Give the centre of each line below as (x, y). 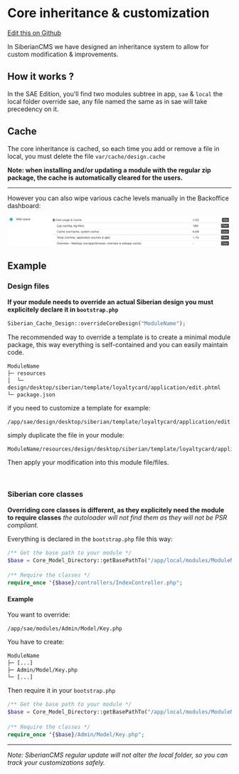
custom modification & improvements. (63, 54)
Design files (28, 287)
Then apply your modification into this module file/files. (88, 462)
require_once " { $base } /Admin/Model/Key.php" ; (76, 734)
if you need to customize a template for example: (79, 408)
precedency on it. (33, 109)
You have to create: (36, 642)
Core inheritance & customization (108, 13)
